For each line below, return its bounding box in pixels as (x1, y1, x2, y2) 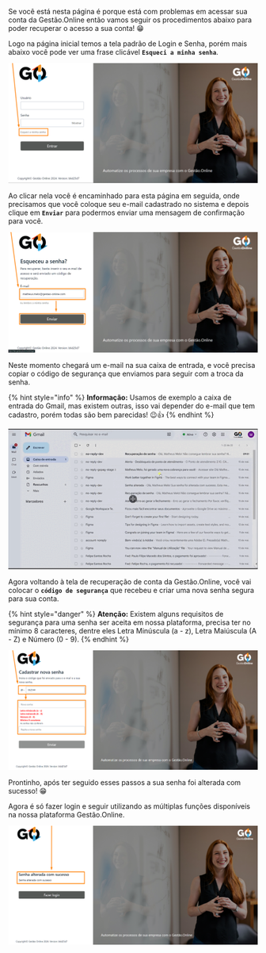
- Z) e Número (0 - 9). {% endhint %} (8, 634, 129, 645)
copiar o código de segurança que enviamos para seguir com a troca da (8, 369, 244, 378)
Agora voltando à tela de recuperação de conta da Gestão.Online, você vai (8, 577, 252, 587)
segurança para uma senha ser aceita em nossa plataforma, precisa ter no (8, 618, 251, 627)
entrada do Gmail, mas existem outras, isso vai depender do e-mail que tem (8, 400, 256, 411)
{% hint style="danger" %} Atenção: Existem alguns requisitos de (8, 610, 224, 619)
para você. (8, 216, 44, 226)
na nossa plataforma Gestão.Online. (8, 809, 125, 819)
